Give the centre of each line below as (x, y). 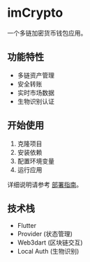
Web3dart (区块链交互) (50, 242)
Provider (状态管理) (45, 234)
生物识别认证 (36, 101)
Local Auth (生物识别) (48, 252)
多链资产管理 (36, 75)
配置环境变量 (36, 161)
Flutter (27, 226)
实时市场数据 (36, 93)
